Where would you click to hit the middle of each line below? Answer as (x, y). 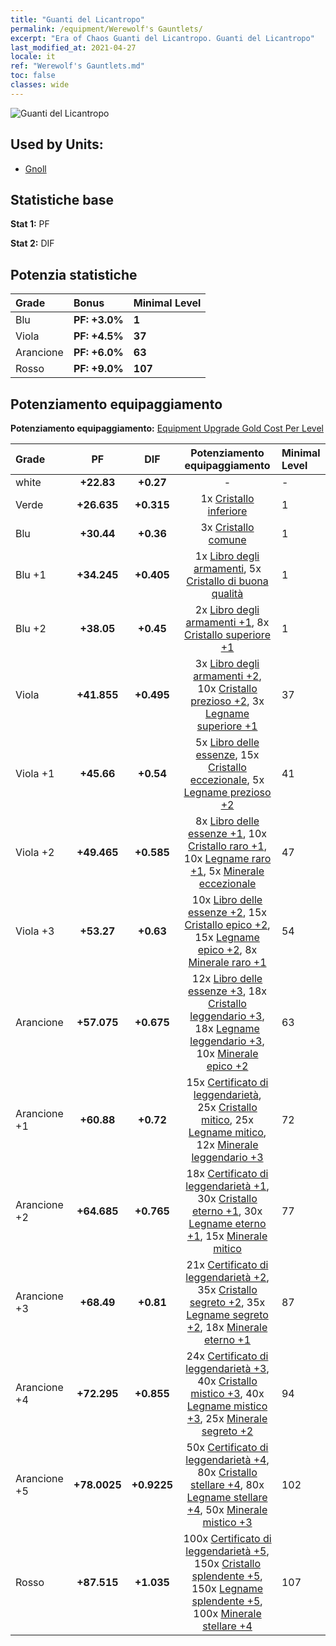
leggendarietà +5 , (227, 1551)
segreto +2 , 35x (227, 1302)
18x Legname (227, 1028)
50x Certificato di (227, 1447)
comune (227, 539)
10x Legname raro (227, 858)
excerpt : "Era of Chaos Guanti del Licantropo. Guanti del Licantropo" (162, 38)
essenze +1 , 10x (227, 833)
